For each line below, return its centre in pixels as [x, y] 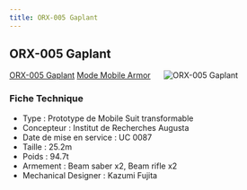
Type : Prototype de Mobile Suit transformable [108, 118]
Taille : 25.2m [47, 147]
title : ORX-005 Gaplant [54, 17]
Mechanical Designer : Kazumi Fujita [90, 175]
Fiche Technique [46, 99]
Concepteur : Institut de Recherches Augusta [106, 127]
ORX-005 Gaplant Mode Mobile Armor [80, 75]
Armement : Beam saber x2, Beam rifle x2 [100, 166]
